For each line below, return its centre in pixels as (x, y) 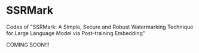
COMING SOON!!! (28, 45)
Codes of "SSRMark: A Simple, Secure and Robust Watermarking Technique (100, 27)
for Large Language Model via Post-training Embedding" (76, 33)
